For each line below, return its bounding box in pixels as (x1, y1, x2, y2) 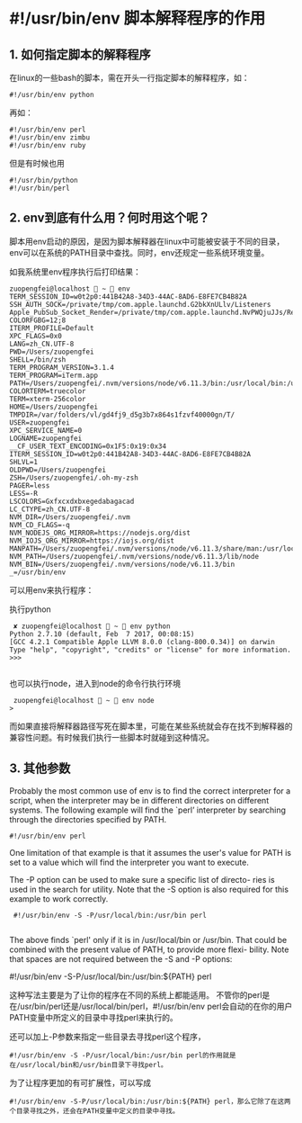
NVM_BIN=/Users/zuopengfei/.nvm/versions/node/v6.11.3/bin (9, 560, 235, 569)
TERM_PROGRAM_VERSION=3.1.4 (9, 363, 115, 372)
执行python (9, 604, 51, 615)
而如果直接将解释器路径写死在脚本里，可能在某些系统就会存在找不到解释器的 (9, 721, 293, 732)
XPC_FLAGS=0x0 (9, 331, 63, 340)
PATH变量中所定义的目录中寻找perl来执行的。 (9, 1011, 178, 1022)
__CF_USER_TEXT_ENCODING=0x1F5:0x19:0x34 (9, 442, 167, 451)
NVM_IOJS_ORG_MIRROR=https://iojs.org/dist (9, 536, 175, 545)
